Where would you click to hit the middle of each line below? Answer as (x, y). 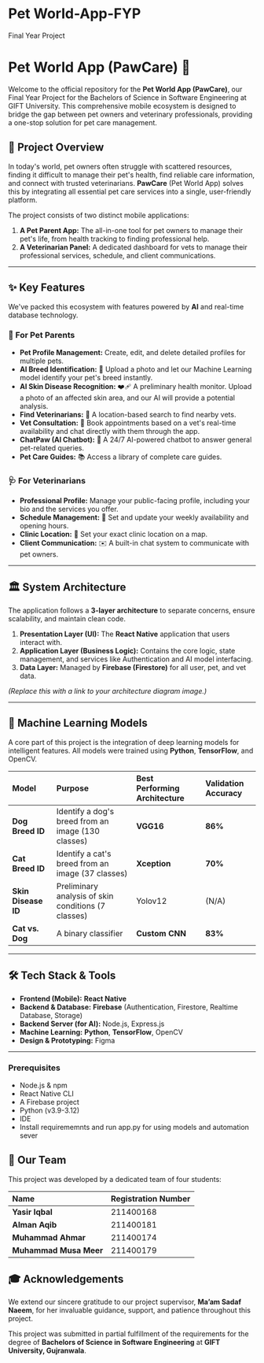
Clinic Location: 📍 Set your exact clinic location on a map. (114, 534)
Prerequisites (34, 1068)
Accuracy (224, 793)
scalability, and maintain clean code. (67, 618)
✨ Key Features (46, 288)
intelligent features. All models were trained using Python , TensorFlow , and (131, 750)
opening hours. (44, 526)
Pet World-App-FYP (75, 14)
